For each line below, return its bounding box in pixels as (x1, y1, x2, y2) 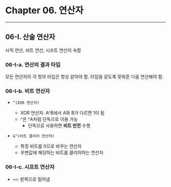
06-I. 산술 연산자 (5, 33, 55, 41)
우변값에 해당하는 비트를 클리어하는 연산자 (20, 149, 104, 155)
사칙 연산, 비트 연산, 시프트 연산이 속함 (5, 47, 81, 53)
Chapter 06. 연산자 (5, 5, 84, 16)
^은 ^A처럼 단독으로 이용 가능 (20, 116, 78, 122)
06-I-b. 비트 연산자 (5, 87, 50, 95)
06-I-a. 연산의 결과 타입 (5, 61, 61, 68)
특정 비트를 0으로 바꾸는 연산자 (20, 143, 82, 149)
